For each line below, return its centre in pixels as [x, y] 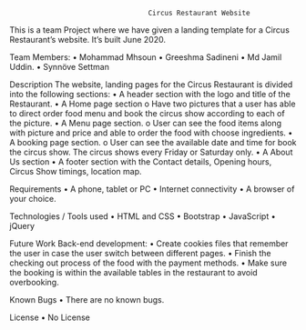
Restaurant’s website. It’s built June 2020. [88, 40]
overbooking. [34, 282]
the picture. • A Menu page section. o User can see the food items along [146, 123]
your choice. [33, 199]
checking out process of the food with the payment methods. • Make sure [148, 263]
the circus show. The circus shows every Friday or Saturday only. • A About [151, 152]
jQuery [22, 226]
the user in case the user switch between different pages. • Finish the [140, 253]
